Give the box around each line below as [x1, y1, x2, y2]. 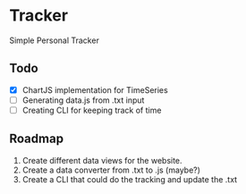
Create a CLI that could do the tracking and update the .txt [21, 173, 238, 184]
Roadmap [9, 131, 64, 147]
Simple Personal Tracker [9, 35, 100, 46]
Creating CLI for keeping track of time [21, 105, 162, 115]
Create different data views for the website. [21, 155, 182, 165]
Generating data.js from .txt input [21, 95, 145, 105]
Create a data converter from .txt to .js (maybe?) [21, 164, 201, 175]
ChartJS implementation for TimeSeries [21, 84, 168, 95]
